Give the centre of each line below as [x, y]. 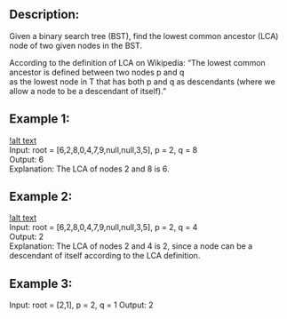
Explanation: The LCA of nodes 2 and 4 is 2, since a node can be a [131, 246]
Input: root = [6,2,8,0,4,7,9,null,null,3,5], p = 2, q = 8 [104, 149]
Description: [44, 15]
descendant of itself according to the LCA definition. [105, 256]
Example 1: [40, 119]
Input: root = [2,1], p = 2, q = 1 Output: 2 [81, 305]
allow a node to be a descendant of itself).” [88, 91]
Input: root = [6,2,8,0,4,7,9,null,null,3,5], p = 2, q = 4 [104, 227]
